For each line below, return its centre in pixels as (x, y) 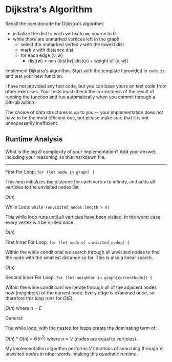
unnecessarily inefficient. (32, 123)
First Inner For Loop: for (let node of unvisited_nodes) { (67, 242)
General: (14, 318)
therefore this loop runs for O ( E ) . (40, 298)
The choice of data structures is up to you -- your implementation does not (84, 112)
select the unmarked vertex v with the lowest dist (72, 44)
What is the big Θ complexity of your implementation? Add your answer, (81, 152)
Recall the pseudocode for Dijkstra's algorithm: (55, 24)
